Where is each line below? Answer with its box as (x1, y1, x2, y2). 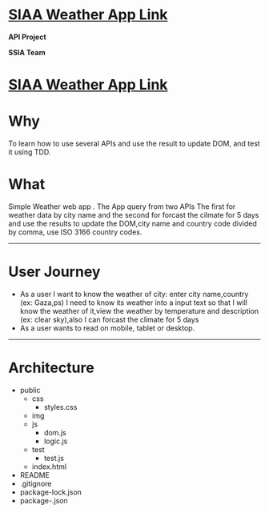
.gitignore (19, 479, 52, 488)
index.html (31, 462, 66, 471)
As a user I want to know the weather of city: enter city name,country (19, 289, 249, 299)
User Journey (8, 263, 101, 281)
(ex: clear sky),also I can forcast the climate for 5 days (19, 315, 199, 324)
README (19, 470, 50, 479)
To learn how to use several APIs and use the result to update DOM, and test (8, 138, 260, 149)
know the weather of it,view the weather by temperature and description (19, 306, 259, 315)
